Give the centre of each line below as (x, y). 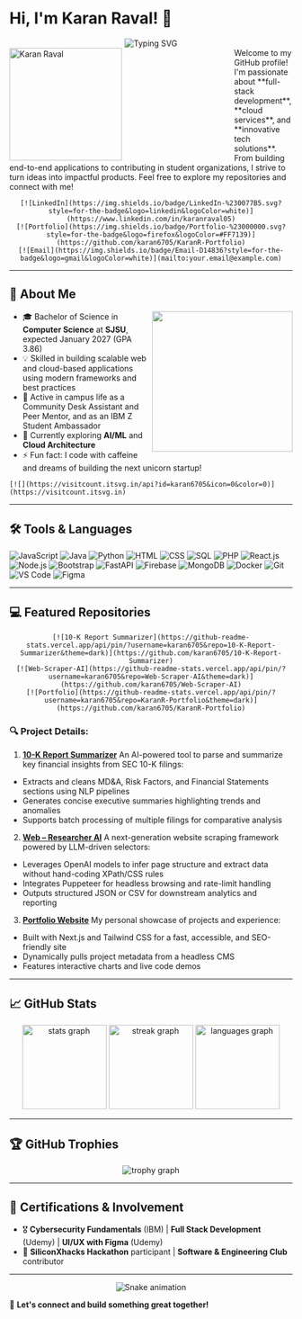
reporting (40, 902)
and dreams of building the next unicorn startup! (112, 468)
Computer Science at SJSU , (75, 329)
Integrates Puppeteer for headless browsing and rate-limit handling (147, 883)
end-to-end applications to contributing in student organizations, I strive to (147, 167)
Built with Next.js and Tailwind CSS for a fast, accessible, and (136, 937)
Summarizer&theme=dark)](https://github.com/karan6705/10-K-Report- (151, 653)
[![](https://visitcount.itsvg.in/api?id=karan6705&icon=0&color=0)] (142, 484)
